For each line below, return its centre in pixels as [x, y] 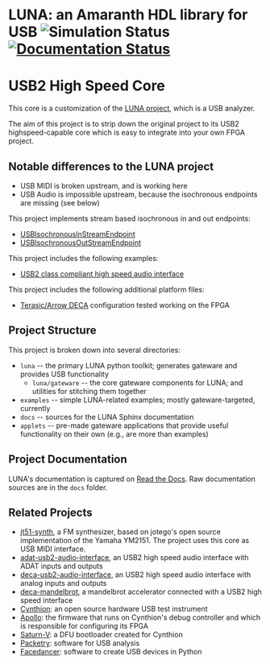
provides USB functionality [64, 374]
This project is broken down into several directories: [95, 350]
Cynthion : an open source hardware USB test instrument [114, 609]
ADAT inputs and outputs [61, 566]
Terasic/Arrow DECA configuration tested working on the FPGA [125, 305]
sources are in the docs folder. [58, 487]
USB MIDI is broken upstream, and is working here [104, 185]
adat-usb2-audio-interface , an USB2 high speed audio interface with [134, 558]
